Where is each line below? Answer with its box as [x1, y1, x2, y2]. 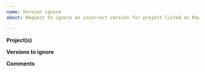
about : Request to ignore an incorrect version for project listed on [6, 15, 190, 21]
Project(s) [6, 36, 32, 44]
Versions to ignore [6, 48, 54, 55]
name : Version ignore [6, 8, 62, 15]
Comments [6, 60, 35, 67]
